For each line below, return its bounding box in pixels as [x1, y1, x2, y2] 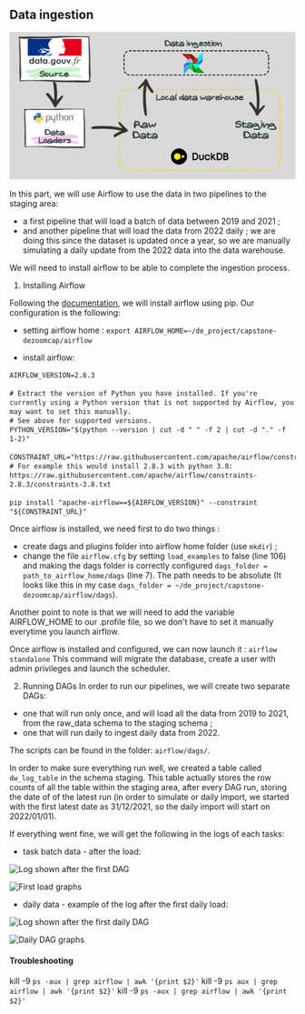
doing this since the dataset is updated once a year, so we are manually [22, 236, 290, 246]
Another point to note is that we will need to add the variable [9, 607, 235, 617]
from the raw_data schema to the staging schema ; [22, 718, 213, 728]
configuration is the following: [9, 307, 121, 318]
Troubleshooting [9, 955, 74, 966]
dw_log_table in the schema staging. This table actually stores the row [9, 772, 272, 783]
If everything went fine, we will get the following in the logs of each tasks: [9, 828, 285, 839]
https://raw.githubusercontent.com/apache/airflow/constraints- [9, 471, 258, 480]
